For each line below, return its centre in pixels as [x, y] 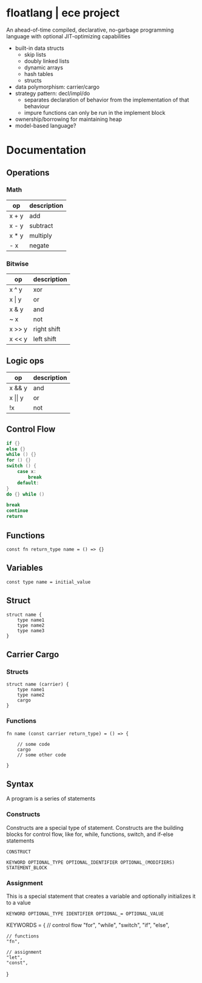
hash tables [39, 74]
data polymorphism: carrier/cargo [57, 87]
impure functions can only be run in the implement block [95, 112]
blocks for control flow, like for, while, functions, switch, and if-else [90, 834]
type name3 [31, 630]
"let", [15, 957]
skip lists [35, 54]
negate [39, 245]
